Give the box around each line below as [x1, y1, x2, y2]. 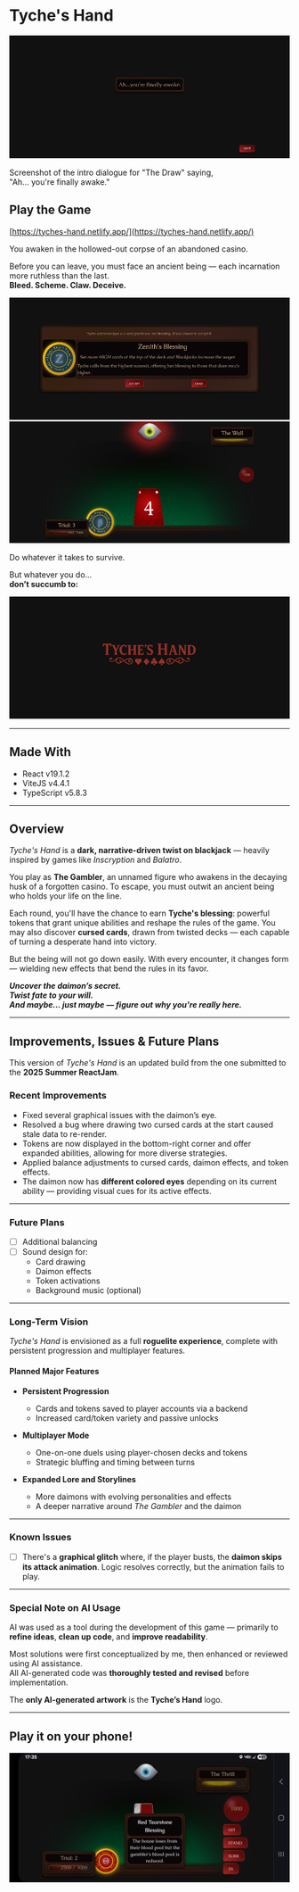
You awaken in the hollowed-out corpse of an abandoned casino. [9, 243, 249, 254]
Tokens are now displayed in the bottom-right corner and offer [21, 1138, 252, 1149]
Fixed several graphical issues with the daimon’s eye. [21, 1109, 217, 1120]
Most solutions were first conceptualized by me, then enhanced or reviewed [9, 1648, 288, 1660]
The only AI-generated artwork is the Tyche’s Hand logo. [9, 1695, 223, 1705]
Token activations [35, 1275, 101, 1286]
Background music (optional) [35, 1285, 142, 1296]
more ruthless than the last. [9, 270, 109, 281]
